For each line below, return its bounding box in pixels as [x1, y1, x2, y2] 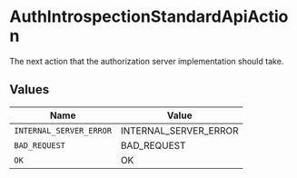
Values [9, 82, 50, 97]
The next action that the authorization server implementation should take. [9, 55, 284, 66]
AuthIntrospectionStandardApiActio [9, 6, 289, 27]
